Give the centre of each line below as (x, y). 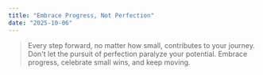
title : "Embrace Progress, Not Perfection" (81, 15)
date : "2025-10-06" (41, 23)
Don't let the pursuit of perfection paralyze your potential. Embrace (137, 54)
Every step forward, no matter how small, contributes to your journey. (141, 45)
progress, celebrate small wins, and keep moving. (109, 62)
